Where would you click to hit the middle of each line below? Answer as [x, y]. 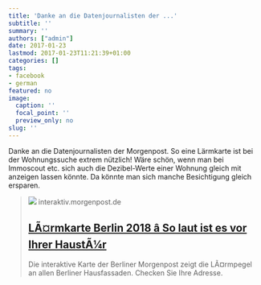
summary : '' [28, 31]
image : [19, 98]
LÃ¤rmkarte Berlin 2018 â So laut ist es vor [137, 228]
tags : [17, 68]
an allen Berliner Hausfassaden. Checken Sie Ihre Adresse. [125, 273]
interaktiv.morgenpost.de [80, 201]
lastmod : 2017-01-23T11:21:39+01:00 [69, 53]
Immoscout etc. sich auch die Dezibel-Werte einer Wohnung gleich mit [125, 168]
